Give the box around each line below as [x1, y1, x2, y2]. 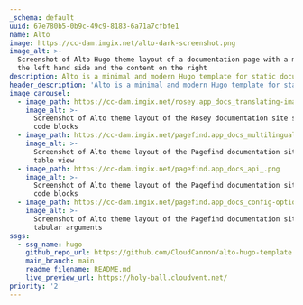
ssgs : [9, 231, 30, 240]
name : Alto [9, 30, 50, 39]
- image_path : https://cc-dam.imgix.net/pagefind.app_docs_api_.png [17, 164, 280, 173]
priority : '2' [9, 282, 63, 291]
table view [32, 155, 75, 165]
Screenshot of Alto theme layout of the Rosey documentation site [32, 114, 289, 123]
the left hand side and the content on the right [17, 64, 207, 73]
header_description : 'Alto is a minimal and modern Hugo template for [9, 80, 280, 89]
